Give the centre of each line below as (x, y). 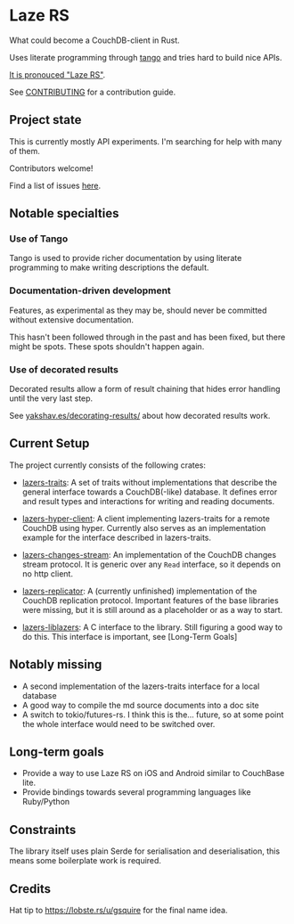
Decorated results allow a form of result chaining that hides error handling (145, 389)
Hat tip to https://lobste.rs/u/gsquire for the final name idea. (118, 911)
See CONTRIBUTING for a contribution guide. (93, 92)
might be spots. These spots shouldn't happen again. (107, 346)
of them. (24, 151)
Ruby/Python (46, 802)
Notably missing (56, 665)
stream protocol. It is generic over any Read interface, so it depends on (151, 564)
